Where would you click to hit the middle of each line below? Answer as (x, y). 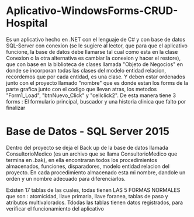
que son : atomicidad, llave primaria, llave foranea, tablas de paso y (87, 196)
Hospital (27, 23)
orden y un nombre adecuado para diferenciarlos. (66, 178)
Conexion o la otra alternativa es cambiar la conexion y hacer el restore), (93, 58)
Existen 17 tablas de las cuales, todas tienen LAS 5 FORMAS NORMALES (93, 190)
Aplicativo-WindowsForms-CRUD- (92, 11)
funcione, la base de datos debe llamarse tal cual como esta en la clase (92, 51)
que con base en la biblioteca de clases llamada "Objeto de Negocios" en (94, 64)
